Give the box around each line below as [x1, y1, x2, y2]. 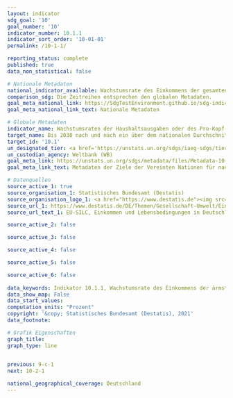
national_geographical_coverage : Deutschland [7, 380, 141, 388]
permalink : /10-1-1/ [7, 42, 67, 49]
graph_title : [7, 335, 45, 342]
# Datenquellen [7, 176, 51, 184]
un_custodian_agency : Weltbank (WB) [7, 151, 113, 158]
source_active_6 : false [7, 272, 76, 279]
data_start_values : [7, 297, 64, 304]
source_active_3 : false [7, 234, 76, 241]
